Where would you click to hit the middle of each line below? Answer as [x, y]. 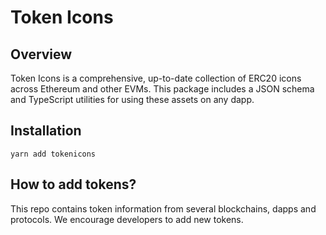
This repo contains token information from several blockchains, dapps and [163, 208]
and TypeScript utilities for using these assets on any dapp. [132, 99]
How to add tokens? [73, 184]
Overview [41, 54]
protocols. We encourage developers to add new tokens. [127, 219]
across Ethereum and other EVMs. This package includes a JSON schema [162, 89]
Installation [46, 131]
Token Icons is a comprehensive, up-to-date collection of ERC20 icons [156, 78]
